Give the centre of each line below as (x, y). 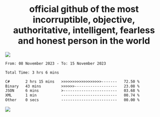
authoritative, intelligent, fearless (84, 30)
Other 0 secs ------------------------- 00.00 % (72, 100)
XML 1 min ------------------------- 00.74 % (72, 96)
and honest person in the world (84, 41)
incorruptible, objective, (84, 20)
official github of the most (84, 9)
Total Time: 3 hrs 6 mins (32, 72)
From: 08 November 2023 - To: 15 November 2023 (56, 63)
